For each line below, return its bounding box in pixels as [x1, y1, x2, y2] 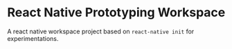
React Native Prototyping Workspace [7, 5, 226, 20]
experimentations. [7, 34, 59, 42]
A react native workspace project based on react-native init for [7, 27, 195, 35]
